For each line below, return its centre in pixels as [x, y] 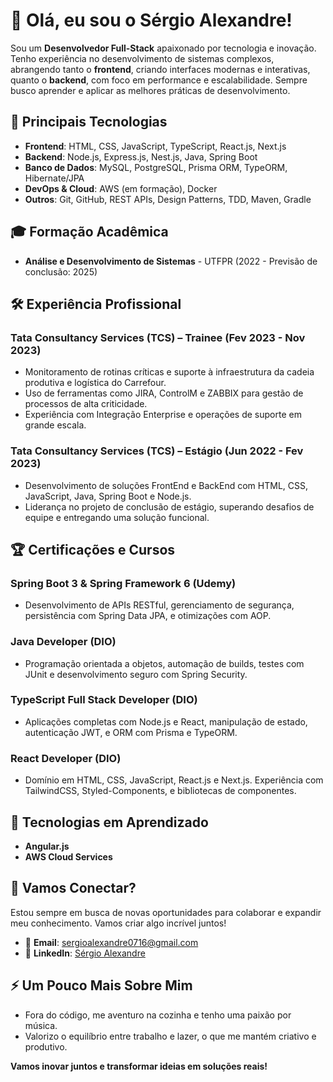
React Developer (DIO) [66, 758]
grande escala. [55, 425]
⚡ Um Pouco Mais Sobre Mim [101, 985]
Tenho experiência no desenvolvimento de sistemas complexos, [142, 58]
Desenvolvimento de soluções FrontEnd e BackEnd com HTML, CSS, [166, 485]
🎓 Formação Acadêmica [89, 232]
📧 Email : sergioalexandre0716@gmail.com [111, 942]
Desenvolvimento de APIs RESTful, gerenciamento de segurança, [159, 605]
